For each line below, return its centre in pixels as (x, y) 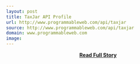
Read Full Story (98, 55)
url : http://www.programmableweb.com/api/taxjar (66, 22)
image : (14, 38)
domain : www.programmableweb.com (47, 33)
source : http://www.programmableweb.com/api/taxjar (70, 28)
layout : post (22, 11)
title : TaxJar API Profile (39, 17)
